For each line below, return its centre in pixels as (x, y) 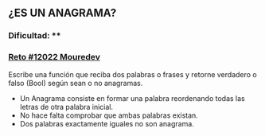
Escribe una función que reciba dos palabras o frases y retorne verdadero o (132, 74)
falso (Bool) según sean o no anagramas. (76, 83)
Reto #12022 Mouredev (55, 57)
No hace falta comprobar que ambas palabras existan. (109, 115)
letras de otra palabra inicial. (66, 107)
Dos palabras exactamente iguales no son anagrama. (107, 123)
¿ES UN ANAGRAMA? (62, 13)
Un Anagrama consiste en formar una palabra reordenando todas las (132, 98)
